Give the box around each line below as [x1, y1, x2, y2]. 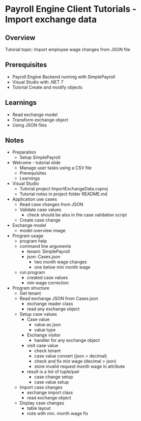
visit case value [27, 343, 58, 349]
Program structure [12, 285, 50, 291]
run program [19, 270, 45, 275]
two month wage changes [34, 259, 87, 265]
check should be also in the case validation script [27, 212, 127, 218]
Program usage [12, 233, 44, 239]
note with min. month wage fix [27, 411, 88, 417]
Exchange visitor [27, 332, 61, 338]
